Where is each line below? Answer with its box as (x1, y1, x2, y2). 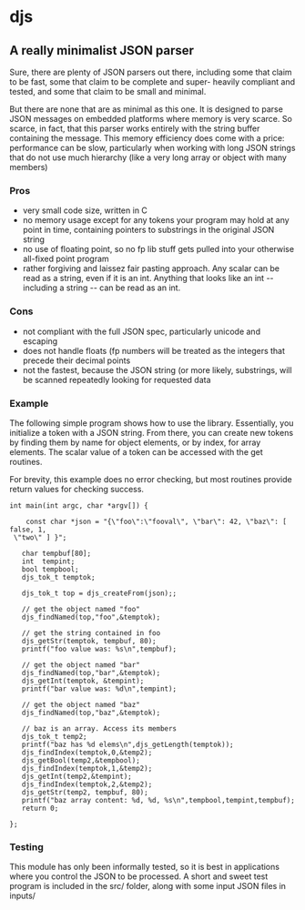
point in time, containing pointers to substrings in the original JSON (22, 225, 275, 236)
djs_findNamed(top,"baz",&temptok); (21, 708, 161, 717)
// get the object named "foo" (21, 604, 141, 613)
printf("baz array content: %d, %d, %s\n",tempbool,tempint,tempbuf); (21, 795, 296, 804)
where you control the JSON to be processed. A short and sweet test (9, 871, 269, 882)
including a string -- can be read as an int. (22, 282, 181, 293)
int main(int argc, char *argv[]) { (9, 500, 148, 511)
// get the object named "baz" (21, 700, 141, 709)
